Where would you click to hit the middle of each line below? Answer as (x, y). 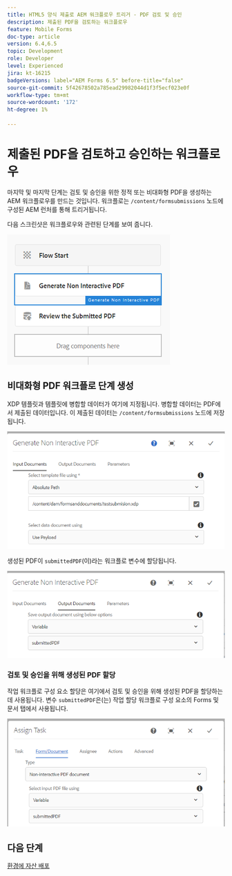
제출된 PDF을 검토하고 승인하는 (90, 154)
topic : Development (35, 51)
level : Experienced (35, 66)
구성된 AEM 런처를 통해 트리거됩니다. (57, 209)
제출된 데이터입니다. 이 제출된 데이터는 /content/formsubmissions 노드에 (113, 412)
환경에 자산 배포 (29, 866)
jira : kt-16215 (29, 73)
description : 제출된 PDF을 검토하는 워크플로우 (67, 22)
